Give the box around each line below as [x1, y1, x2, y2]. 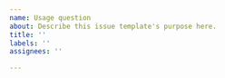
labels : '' [9, 38, 51, 48]
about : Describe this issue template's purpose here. [9, 22, 218, 31]
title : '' [9, 30, 47, 39]
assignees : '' [9, 47, 64, 56]
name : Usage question [9, 13, 92, 23]
